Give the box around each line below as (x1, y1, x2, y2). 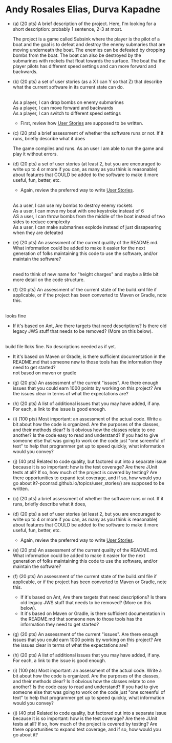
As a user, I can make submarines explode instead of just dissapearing (12, 224, 162, 230)
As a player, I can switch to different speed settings (12, 110, 121, 116)
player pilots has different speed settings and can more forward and (12, 63, 156, 69)
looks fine (5, 312, 27, 319)
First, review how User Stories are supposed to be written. (20, 120, 143, 126)
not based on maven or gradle (12, 370, 77, 376)
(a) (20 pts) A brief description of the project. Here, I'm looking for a (12, 20, 156, 27)
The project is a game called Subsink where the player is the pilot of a (12, 36, 160, 42)
